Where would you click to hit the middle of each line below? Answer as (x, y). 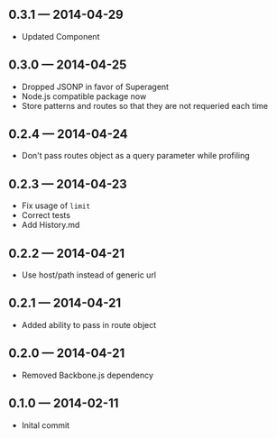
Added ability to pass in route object (89, 324)
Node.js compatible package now (84, 96)
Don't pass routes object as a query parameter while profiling (135, 156)
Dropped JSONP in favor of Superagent (95, 87)
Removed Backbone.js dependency (88, 375)
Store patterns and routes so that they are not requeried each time (145, 105)
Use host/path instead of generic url (89, 275)
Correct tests (46, 215)
